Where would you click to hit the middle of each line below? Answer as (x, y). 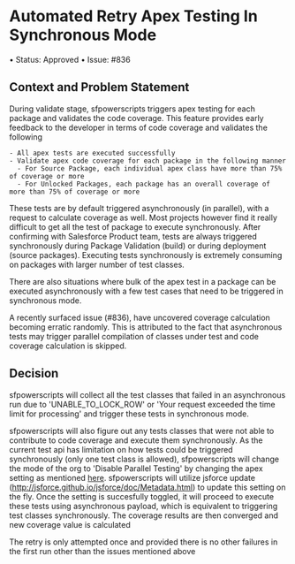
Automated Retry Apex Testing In (133, 16)
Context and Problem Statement (99, 87)
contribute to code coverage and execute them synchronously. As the (136, 440)
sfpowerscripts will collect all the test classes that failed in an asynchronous (147, 394)
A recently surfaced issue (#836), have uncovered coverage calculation (140, 317)
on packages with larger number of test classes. (97, 264)
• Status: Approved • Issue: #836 (70, 59)
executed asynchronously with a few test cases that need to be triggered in (147, 291)
